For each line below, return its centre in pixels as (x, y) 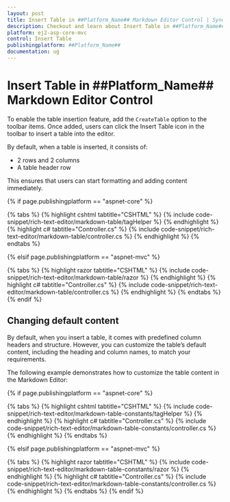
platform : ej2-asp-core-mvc (47, 33)
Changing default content (63, 321)
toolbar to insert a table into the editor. (61, 134)
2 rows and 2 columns (48, 160)
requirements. (27, 359)
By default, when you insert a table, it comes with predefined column (104, 337)
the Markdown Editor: (38, 379)
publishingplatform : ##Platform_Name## (64, 45)
